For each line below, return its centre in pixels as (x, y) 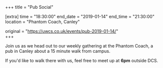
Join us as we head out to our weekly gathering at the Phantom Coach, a (79, 46)
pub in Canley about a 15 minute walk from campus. (58, 51)
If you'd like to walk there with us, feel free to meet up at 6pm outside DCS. (81, 60)
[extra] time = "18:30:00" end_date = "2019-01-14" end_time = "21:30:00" (80, 16)
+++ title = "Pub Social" (29, 7)
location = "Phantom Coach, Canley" (42, 22)
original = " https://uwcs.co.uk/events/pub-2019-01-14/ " (62, 31)
